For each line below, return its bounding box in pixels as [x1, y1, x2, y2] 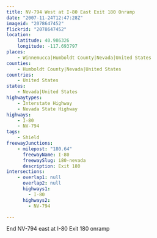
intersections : [6, 169, 45, 175]
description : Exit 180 [22, 163, 81, 169]
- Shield [17, 134, 40, 141]
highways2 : [22, 197, 51, 203]
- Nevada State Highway [17, 106, 78, 112]
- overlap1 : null [17, 174, 62, 181]
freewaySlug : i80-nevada [22, 157, 86, 163]
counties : [6, 60, 32, 66]
